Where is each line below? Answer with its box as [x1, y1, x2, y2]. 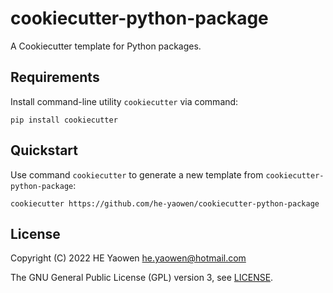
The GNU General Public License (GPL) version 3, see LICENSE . [10, 272, 274, 284]
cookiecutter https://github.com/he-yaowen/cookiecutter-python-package [10, 198, 320, 209]
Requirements [10, 69, 100, 86]
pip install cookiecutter [10, 115, 118, 125]
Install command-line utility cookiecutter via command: [10, 95, 239, 107]
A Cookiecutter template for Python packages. [10, 40, 202, 52]
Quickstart [10, 142, 79, 159]
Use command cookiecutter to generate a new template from [10, 168, 264, 181]
